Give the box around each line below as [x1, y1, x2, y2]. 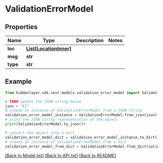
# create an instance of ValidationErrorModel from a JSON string [5, 108, 142, 113]
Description [76, 37, 104, 44]
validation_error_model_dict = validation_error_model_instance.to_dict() [5, 135, 160, 140]
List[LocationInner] [26, 45, 72, 52]
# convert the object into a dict [5, 130, 75, 135]
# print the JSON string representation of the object [5, 117, 118, 122]
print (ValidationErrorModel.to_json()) [5, 122, 86, 127]
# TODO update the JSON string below [5, 99, 81, 104]
